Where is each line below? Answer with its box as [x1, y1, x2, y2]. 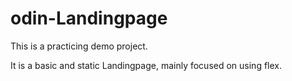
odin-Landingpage [10, 7, 168, 30]
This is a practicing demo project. [10, 40, 148, 52]
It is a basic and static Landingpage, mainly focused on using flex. [10, 59, 282, 71]
